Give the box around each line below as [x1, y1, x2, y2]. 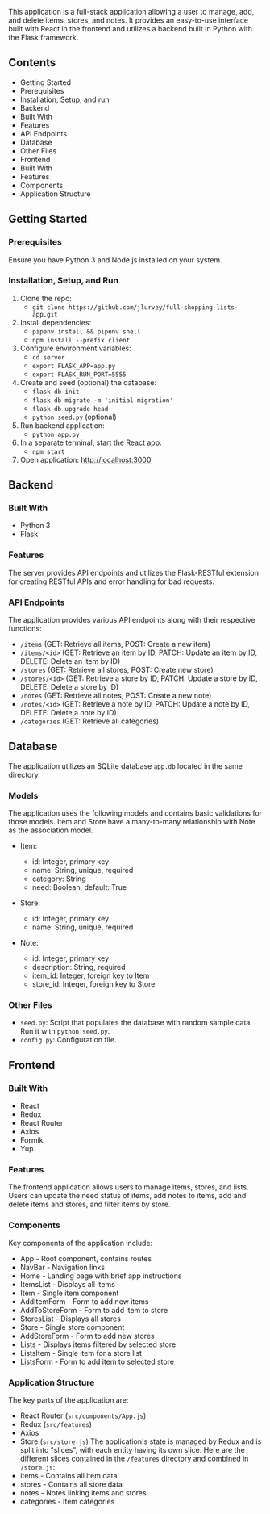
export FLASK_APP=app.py [31, 362, 116, 370]
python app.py [31, 430, 80, 438]
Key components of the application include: [8, 1238, 153, 1248]
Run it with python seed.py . [19, 1026, 110, 1036]
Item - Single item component [19, 1288, 119, 1298]
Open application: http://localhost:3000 [19, 455, 152, 464]
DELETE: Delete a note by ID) [19, 708, 117, 718]
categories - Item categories [19, 1497, 115, 1507]
